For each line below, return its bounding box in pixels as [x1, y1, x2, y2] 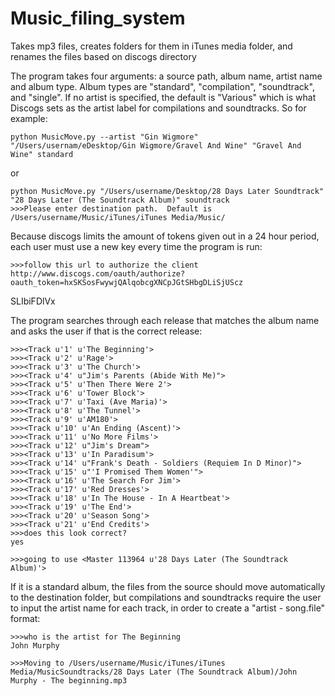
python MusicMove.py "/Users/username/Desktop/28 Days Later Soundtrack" [10, 186, 325, 196]
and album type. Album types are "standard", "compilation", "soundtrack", [10, 80, 315, 92]
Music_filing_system [10, 7, 186, 30]
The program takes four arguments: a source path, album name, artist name [10, 70, 323, 82]
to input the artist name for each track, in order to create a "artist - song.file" [10, 602, 326, 614]
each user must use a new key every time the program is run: [10, 240, 263, 252]
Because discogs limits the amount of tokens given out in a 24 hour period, [10, 230, 320, 242]
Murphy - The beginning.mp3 [10, 675, 128, 686]
